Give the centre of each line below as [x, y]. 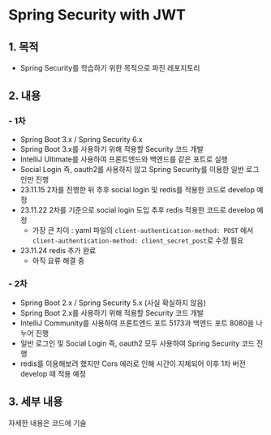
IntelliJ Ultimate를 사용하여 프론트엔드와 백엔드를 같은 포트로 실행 [124, 159]
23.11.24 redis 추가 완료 [58, 250]
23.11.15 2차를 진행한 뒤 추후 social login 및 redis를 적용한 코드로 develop [138, 189]
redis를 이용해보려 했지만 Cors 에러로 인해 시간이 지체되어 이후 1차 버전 [133, 364]
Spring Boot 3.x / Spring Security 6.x [82, 139]
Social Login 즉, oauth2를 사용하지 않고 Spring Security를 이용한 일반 [132, 169]
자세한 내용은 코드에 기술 [47, 423]
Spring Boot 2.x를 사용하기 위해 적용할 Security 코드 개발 [112, 312]
